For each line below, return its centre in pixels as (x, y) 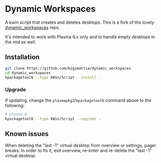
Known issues (27, 134)
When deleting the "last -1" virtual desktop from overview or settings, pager (80, 146)
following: (15, 105)
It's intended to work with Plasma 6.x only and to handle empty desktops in (80, 37)
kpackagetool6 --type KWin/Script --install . (53, 77)
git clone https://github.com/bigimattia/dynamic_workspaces (68, 68)
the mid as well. (21, 42)
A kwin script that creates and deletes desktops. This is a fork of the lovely (80, 22)
